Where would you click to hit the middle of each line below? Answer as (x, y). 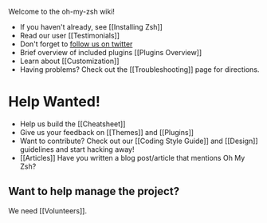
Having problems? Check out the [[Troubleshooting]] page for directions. (139, 70)
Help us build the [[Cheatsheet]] (73, 124)
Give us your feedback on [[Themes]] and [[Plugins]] (106, 132)
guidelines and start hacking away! (77, 149)
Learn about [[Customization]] (69, 61)
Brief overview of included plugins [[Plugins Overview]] (111, 52)
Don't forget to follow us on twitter (76, 44)
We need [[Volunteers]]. (48, 210)
